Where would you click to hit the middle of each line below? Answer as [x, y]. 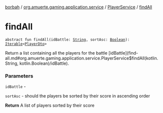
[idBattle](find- [123, 53]
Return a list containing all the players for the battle [56, 53]
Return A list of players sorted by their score [50, 105]
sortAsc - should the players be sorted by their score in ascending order [78, 96]
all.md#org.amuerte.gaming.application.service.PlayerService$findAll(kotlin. [82, 58]
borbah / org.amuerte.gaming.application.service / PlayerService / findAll [79, 7]
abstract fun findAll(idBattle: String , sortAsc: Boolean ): [68, 39]
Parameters [19, 76]
